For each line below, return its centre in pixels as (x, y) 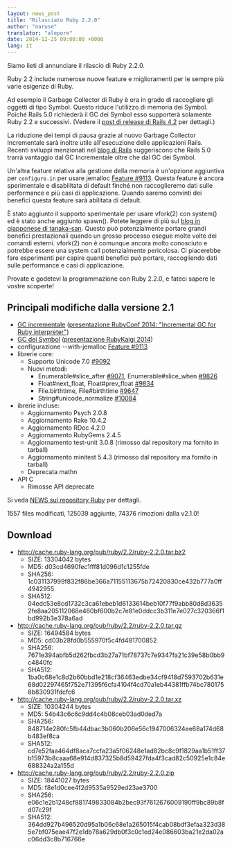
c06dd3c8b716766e (56, 839)
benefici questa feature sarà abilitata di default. (74, 200)
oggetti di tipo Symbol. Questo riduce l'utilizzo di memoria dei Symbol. (107, 107)
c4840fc (40, 662)
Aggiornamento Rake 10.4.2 (67, 420)
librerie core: (35, 353)
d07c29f (39, 809)
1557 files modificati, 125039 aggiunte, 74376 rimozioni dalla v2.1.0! (103, 513)
